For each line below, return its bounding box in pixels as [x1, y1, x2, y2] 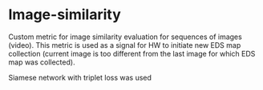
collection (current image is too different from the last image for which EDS [8, 49, 256, 58]
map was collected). [8, 57, 75, 67]
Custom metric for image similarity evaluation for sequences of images [8, 32, 242, 41]
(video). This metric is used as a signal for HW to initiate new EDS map [8, 40, 241, 49]
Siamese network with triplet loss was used [8, 72, 152, 82]
